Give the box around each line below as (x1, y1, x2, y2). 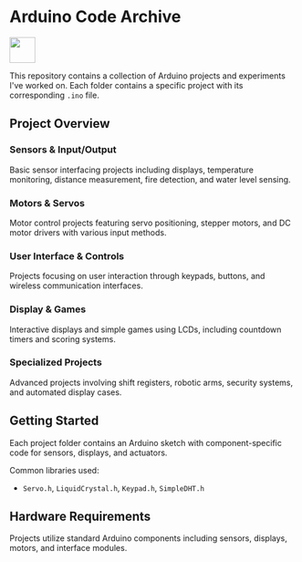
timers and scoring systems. (9, 333, 116, 344)
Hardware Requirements (9, 509, 151, 525)
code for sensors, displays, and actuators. (9, 447, 168, 458)
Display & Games (9, 303, 87, 316)
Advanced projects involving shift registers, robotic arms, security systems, (9, 377, 294, 388)
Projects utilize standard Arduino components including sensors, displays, (9, 533, 287, 544)
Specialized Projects (9, 356, 102, 369)
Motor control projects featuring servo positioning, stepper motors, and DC (9, 217, 291, 228)
